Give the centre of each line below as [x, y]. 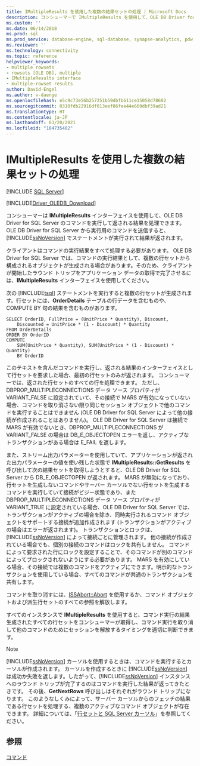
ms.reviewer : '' [26, 45]
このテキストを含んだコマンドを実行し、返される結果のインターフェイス [95, 367]
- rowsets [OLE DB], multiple [44, 73]
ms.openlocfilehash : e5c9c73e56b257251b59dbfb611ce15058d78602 [86, 100]
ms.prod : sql [22, 34]
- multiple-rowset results [40, 84]
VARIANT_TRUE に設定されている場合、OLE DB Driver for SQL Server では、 [100, 507]
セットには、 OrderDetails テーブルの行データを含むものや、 [95, 300]
